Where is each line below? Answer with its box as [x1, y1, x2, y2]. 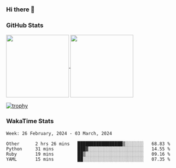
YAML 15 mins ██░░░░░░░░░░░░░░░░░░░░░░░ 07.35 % [6, 156, 170, 162]
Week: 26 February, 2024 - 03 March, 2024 [6, 130, 112, 136]
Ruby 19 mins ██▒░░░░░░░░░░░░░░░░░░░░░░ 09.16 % [6, 151, 170, 157]
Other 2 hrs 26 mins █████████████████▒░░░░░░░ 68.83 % [6, 141, 170, 147]
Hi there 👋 [6, 5, 35, 14]
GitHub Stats [6, 21, 44, 29]
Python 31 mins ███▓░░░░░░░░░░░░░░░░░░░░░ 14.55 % [6, 146, 170, 152]
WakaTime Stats [6, 117, 54, 126]
